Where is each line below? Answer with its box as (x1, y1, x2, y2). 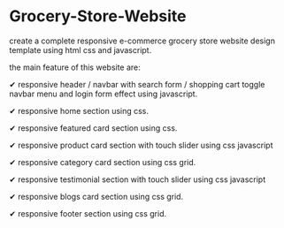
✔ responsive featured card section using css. (9, 122, 178, 133)
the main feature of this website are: (9, 62, 142, 72)
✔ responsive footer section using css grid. (9, 208, 167, 218)
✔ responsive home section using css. (9, 105, 149, 116)
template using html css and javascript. (9, 44, 152, 55)
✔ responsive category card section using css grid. (9, 156, 196, 167)
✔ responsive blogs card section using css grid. (9, 191, 184, 201)
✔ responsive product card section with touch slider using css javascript (9, 140, 273, 150)
